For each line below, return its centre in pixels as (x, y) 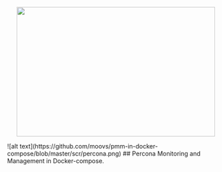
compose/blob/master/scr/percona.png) (64, 153)
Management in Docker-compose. (56, 161)
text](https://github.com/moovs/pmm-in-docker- (89, 146)
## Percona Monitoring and (162, 153)
